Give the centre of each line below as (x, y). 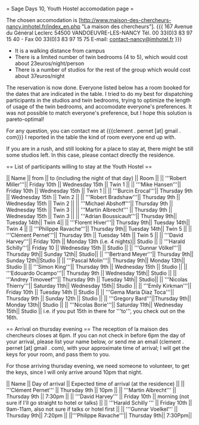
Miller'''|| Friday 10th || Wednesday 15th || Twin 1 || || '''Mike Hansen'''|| (94, 184)
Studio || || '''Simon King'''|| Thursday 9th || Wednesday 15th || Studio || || (97, 267)
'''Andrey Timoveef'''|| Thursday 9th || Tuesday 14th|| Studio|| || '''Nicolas (97, 279)
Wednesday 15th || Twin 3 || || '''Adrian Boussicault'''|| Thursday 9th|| (92, 216)
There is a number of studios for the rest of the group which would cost (102, 70)
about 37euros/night (40, 76)
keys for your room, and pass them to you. (58, 354)
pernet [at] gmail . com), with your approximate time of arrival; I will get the (98, 348)
